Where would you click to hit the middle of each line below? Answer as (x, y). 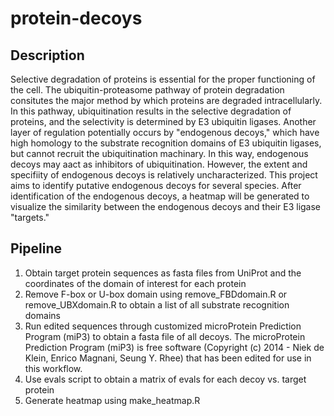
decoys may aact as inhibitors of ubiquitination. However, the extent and (159, 164)
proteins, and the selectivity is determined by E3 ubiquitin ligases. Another (163, 121)
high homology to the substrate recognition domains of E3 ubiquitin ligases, (166, 143)
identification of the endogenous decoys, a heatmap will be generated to (160, 196)
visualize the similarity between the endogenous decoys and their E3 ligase (166, 206)
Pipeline (36, 248)
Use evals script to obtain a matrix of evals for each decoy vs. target (165, 379)
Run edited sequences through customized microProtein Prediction (163, 326)
